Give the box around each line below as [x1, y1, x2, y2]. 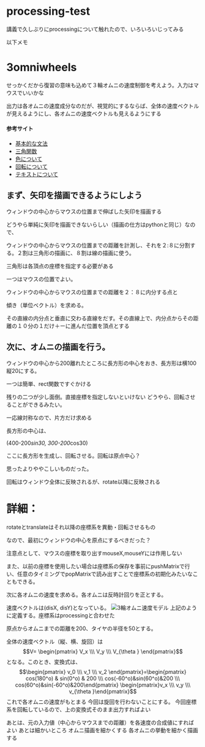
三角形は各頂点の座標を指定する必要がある [6, 262, 114, 270]
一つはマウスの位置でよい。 [6, 275, 76, 283]
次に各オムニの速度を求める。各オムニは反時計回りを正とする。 [6, 591, 167, 598]
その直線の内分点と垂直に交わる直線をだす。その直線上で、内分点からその [6, 315, 194, 322]
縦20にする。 [6, 367, 40, 374]
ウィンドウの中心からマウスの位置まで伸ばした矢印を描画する [6, 208, 162, 215]
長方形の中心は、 [6, 427, 50, 434]
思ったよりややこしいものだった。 [6, 465, 92, 472]
